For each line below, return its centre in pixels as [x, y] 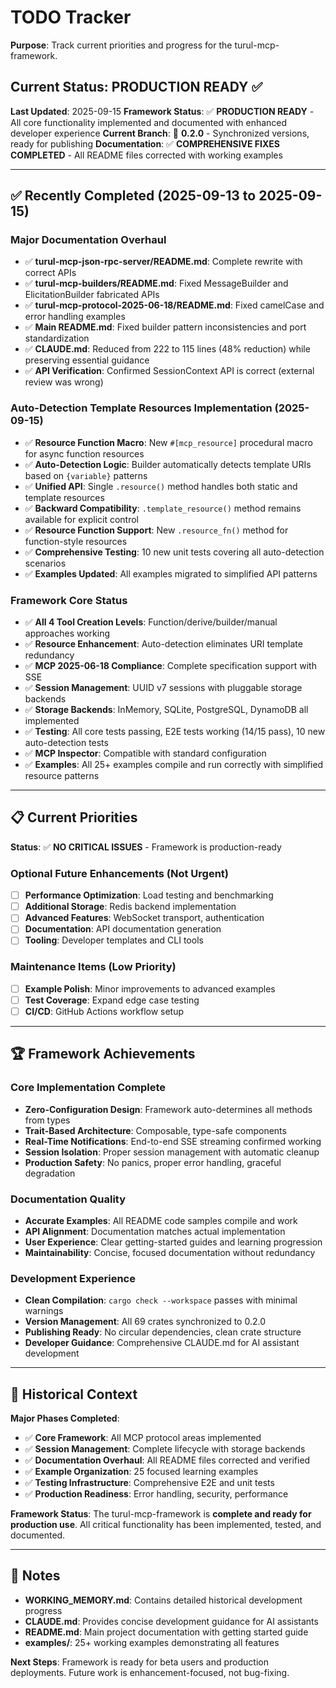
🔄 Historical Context [74, 1394]
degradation [50, 1173]
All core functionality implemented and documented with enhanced [149, 122]
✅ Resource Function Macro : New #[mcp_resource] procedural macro [168, 442]
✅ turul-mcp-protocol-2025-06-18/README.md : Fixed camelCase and [174, 305]
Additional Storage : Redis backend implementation [130, 907]
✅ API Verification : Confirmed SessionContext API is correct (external [169, 371]
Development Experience [73, 1278]
